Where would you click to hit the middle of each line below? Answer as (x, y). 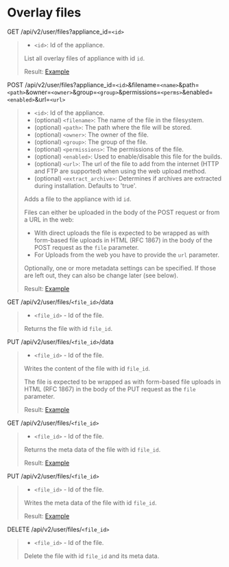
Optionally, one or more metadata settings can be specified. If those (120, 268)
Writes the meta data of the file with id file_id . (90, 502)
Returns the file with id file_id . (68, 328)
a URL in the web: (49, 219)
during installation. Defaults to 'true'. (85, 185)
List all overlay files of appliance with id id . (84, 58)
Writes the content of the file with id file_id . (87, 368)
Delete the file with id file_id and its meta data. (92, 556)
